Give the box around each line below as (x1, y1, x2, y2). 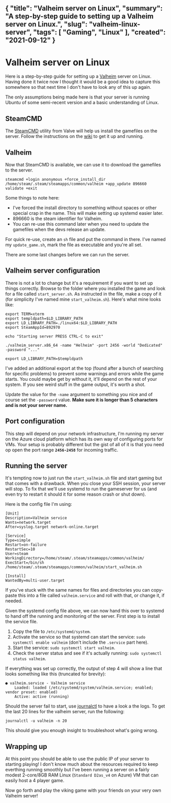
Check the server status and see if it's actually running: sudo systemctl (12, 650, 162, 656)
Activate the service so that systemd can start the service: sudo (12, 634, 146, 640)
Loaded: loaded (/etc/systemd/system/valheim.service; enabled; (14, 685, 154, 691)
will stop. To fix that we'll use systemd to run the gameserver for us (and (5, 486, 157, 492)
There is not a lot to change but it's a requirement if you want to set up (5, 280, 153, 286)
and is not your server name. (5, 402, 68, 408)
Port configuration (5, 417, 65, 426)
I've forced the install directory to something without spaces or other (12, 204, 157, 211)
